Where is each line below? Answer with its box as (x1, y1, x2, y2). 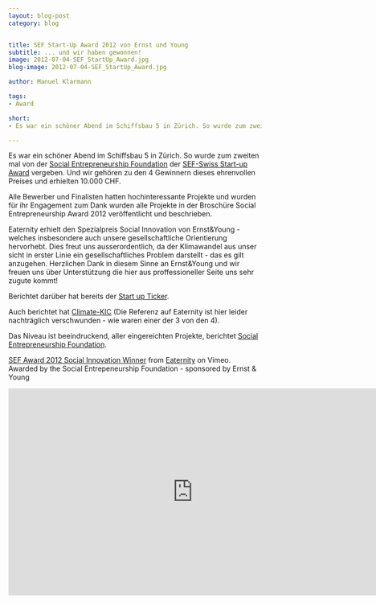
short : (8, 114, 31, 122)
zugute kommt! (8, 276, 59, 286)
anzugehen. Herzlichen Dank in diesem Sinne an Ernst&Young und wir (8, 259, 240, 269)
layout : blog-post (8, 11, 70, 20)
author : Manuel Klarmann (8, 78, 92, 86)
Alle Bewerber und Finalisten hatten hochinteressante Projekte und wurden (8, 192, 256, 202)
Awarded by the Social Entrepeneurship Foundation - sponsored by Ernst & (8, 364, 257, 374)
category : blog (8, 19, 59, 27)
